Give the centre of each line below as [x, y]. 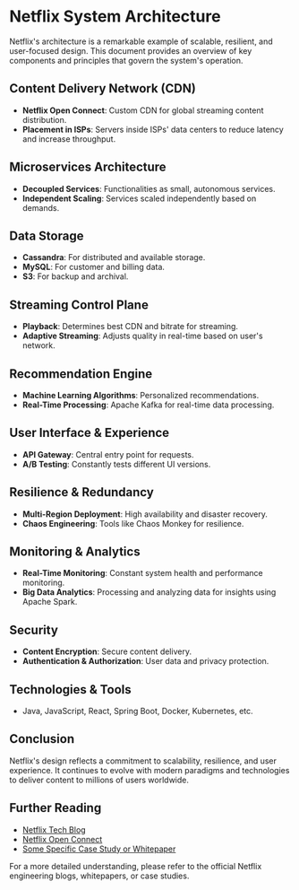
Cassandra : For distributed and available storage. [114, 257]
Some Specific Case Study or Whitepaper [99, 849]
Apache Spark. [50, 602]
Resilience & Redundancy [81, 492]
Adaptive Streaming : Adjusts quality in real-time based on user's [142, 336]
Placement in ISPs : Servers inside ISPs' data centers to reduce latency [153, 129]
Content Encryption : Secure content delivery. [107, 651]
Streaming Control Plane [79, 305]
